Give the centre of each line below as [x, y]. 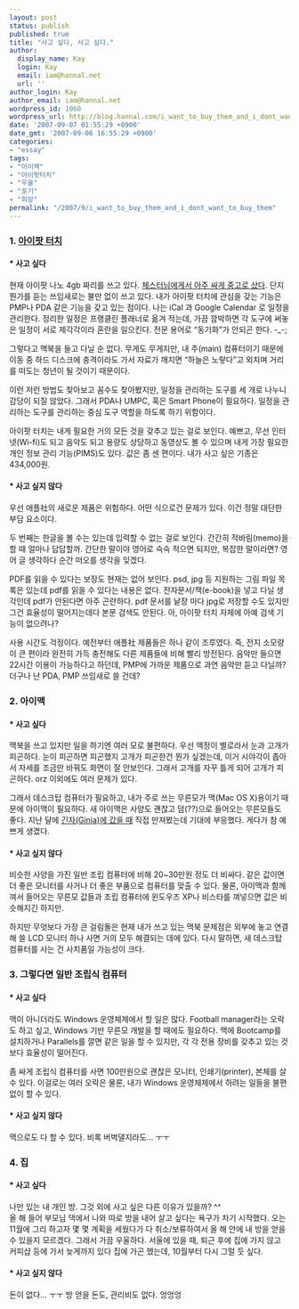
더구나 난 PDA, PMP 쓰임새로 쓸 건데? [75, 676]
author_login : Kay [43, 92]
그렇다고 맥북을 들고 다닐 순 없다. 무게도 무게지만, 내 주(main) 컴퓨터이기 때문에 [146, 348]
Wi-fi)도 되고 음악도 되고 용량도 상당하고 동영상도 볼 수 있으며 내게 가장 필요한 [154, 442]
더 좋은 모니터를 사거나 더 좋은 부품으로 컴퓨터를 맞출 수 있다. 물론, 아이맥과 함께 [148, 886]
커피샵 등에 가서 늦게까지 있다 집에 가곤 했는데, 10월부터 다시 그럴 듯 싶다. [137, 1251]
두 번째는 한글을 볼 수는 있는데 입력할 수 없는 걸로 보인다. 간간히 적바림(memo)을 [149, 538]
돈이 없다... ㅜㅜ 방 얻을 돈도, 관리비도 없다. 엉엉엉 [96, 1295]
